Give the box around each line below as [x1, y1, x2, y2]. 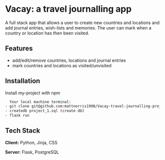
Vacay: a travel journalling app [5, 3, 132, 15]
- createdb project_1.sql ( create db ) [5, 108, 84, 113]
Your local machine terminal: [9, 99, 71, 104]
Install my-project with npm [5, 90, 60, 96]
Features [5, 44, 33, 53]
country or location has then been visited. [5, 30, 89, 36]
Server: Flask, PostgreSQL [5, 149, 59, 155]
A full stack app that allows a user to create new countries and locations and [5, 20, 160, 26]
